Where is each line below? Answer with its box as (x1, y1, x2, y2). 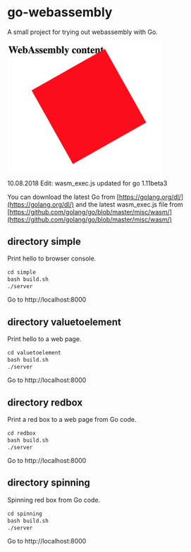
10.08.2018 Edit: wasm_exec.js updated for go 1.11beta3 (7, 178, 168, 188)
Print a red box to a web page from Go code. (7, 415, 137, 424)
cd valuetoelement (7, 350, 61, 357)
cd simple (7, 269, 37, 276)
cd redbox (7, 430, 37, 437)
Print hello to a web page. (7, 335, 82, 343)
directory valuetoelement (7, 316, 122, 328)
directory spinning (7, 477, 90, 489)
